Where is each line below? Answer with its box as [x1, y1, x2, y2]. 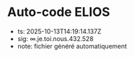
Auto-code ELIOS [7, 4, 110, 20]
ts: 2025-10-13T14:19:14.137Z [17, 27, 102, 35]
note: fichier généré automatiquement [17, 42, 128, 50]
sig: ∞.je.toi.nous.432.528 [17, 34, 94, 42]
